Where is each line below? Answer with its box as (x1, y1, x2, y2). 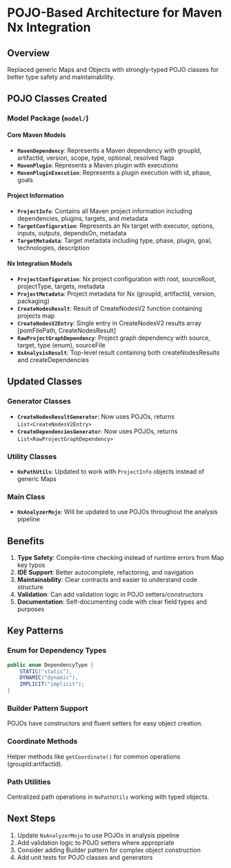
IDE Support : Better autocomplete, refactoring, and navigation (17, 568, 194, 577)
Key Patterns (7, 625, 64, 637)
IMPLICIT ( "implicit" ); (19, 680, 85, 688)
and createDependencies (17, 355, 90, 364)
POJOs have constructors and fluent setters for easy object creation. (7, 719, 203, 727)
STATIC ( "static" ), (19, 668, 72, 675)
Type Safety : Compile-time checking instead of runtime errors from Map (17, 554, 224, 562)
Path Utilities (7, 777, 51, 786)
